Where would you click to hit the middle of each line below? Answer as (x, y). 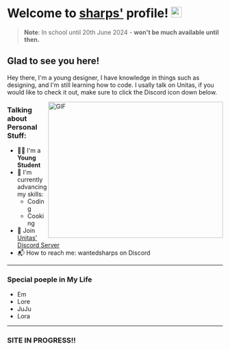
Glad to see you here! (53, 61)
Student (29, 165)
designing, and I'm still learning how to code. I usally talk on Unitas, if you (111, 85)
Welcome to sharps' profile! (88, 13)
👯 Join (26, 231)
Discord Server (38, 245)
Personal (22, 127)
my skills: (30, 195)
